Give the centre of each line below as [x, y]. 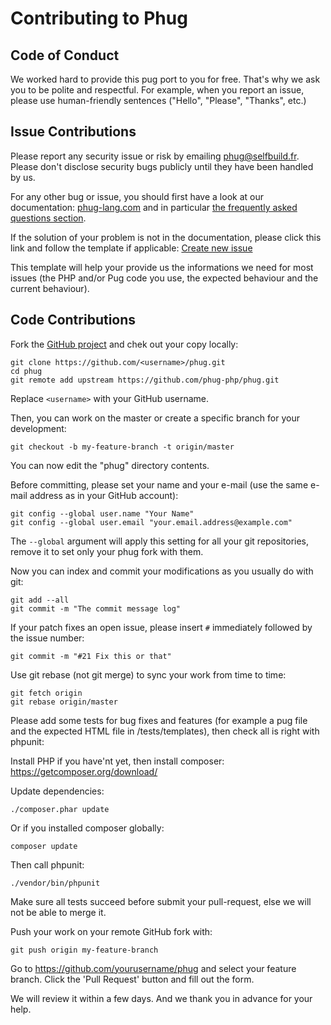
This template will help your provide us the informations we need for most [162, 267]
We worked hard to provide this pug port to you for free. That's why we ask [165, 79]
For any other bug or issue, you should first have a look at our [137, 196]
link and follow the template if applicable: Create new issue [131, 248]
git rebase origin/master [64, 702]
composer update [44, 846]
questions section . [48, 218]
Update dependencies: [57, 791]
